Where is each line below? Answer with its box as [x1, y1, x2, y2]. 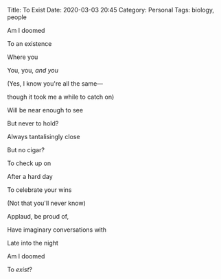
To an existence [7, 40, 52, 47]
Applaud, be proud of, [7, 213, 69, 220]
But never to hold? [7, 119, 59, 128]
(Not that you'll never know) [7, 199, 86, 207]
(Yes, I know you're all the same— [7, 80, 104, 88]
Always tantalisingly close [7, 133, 80, 141]
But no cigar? [7, 146, 45, 154]
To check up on [7, 159, 51, 167]
